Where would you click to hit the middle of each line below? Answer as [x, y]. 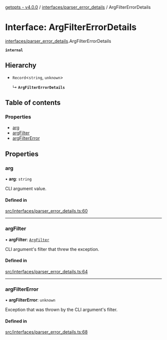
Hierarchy [21, 65]
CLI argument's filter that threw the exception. [52, 249]
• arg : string [19, 179]
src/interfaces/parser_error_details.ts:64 [46, 271]
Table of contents [33, 103]
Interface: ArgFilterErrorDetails [71, 27]
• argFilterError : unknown [30, 300]
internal [14, 50]
